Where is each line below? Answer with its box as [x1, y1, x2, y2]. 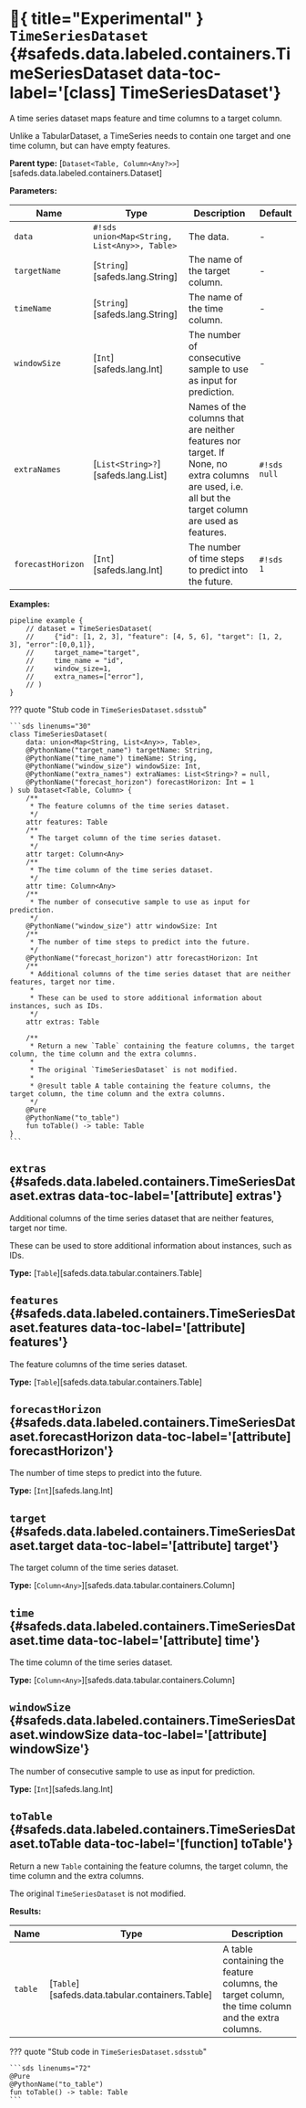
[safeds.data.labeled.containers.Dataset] [9, 167, 162, 178]
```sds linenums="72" [9, 2063, 92, 2072]
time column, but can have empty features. [9, 140, 171, 151]
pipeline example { [9, 616, 84, 625]
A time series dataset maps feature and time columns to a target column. [9, 112, 282, 123]
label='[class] [9, 82, 117, 103]
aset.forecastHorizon [9, 1428, 134, 1444]
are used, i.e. [188, 480, 244, 492]
